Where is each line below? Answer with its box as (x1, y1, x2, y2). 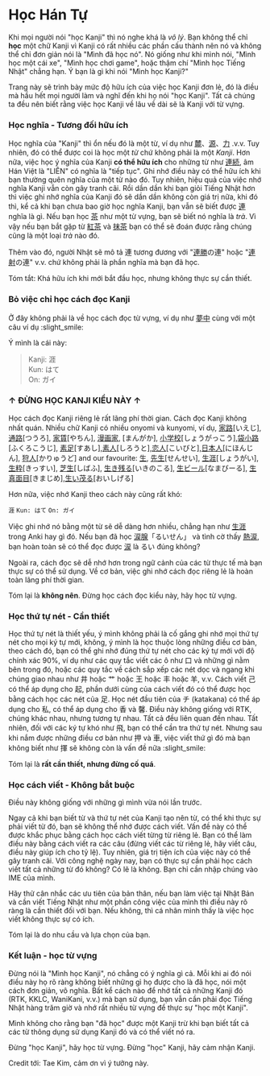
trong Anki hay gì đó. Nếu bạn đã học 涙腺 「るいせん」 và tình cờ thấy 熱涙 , (8, 532, 260, 541)
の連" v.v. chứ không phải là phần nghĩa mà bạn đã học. (15, 258, 200, 267)
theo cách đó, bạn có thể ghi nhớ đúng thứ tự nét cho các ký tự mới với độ (8, 646, 255, 656)
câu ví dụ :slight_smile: (8, 322, 84, 332)
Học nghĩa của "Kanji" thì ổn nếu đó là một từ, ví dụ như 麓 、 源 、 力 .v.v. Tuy (8, 139, 260, 148)
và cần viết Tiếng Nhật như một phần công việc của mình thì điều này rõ (8, 897, 248, 907)
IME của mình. (8, 873, 56, 883)
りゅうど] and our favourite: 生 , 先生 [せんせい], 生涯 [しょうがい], (45, 453, 260, 462)
